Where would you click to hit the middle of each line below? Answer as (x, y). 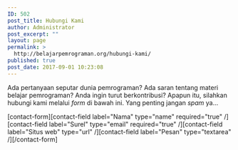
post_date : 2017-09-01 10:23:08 (55, 67)
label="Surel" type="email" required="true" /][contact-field (136, 124)
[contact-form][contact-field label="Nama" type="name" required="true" (115, 116)
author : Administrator (41, 27)
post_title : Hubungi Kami (46, 21)
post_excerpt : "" (33, 34)
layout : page (27, 41)
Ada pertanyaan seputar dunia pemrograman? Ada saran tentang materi (113, 87)
